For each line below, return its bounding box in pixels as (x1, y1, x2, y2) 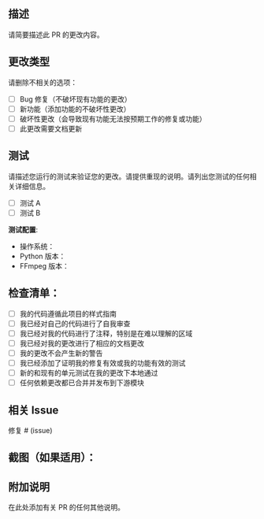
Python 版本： (19, 251, 66, 261)
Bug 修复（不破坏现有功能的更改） (19, 94, 132, 104)
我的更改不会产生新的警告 (19, 348, 103, 358)
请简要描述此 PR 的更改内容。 (8, 30, 104, 39)
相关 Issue (8, 403, 59, 417)
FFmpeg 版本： (19, 261, 69, 270)
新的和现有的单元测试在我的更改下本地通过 (19, 369, 158, 377)
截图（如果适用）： (8, 451, 97, 465)
